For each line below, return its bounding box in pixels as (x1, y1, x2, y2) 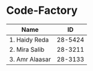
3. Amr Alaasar (9, 55, 51, 63)
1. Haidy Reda (9, 35, 49, 44)
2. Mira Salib (9, 45, 45, 54)
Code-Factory (6, 4, 78, 17)
